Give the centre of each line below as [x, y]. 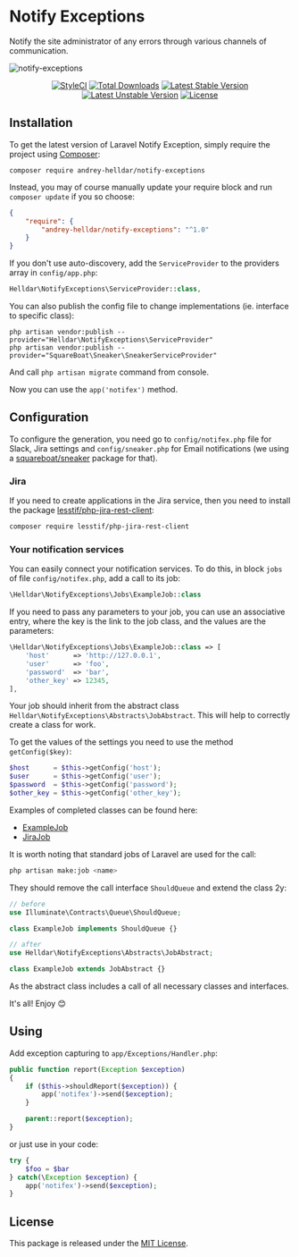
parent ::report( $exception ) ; [79, 1119]
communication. [39, 50]
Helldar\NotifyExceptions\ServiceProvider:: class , [105, 289]
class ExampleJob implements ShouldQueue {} [93, 928]
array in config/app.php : [54, 273]
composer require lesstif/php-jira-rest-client [100, 527]
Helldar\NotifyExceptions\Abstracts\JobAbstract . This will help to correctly [149, 715]
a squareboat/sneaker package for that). [83, 458]
